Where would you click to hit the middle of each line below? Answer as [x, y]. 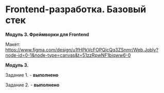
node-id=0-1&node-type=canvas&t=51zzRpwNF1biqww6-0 [68, 55]
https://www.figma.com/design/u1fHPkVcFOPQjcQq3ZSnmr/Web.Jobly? [82, 50]
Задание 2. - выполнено [32, 85]
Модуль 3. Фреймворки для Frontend [47, 34]
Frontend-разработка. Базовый [76, 9]
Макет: [13, 44]
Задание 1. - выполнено [32, 75]
